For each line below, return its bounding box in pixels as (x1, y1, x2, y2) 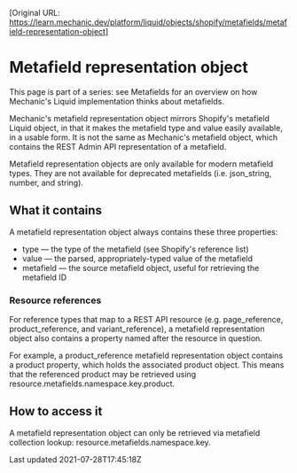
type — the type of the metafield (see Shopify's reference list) (21, 244, 250, 254)
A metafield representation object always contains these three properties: (9, 226, 278, 237)
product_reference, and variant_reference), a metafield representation (9, 323, 265, 335)
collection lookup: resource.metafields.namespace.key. (9, 437, 211, 447)
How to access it (9, 404, 103, 419)
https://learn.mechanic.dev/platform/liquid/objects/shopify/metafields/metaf (9, 17, 288, 27)
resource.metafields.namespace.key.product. (9, 378, 176, 389)
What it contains (9, 203, 102, 218)
